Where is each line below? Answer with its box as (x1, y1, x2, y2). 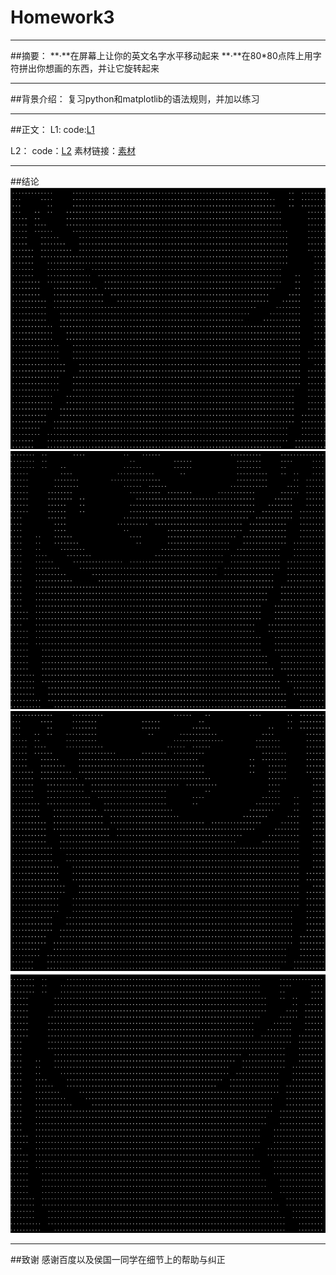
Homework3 (10, 6, 115, 29)
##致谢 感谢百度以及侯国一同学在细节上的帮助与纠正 (10, 1254, 226, 1266)
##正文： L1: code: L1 (10, 123, 95, 135)
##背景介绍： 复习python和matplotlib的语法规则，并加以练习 (10, 92, 260, 105)
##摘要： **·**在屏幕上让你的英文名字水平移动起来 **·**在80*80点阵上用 (10, 49, 313, 61)
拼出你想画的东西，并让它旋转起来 (18, 62, 160, 74)
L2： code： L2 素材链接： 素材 (10, 144, 136, 156)
